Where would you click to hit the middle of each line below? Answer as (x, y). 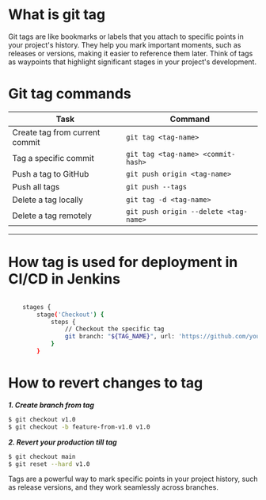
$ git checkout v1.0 (42, 419)
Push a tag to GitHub (51, 174)
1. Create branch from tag (51, 405)
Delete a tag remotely (52, 216)
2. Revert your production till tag (63, 442)
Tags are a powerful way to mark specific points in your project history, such (133, 479)
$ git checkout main (42, 456)
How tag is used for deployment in (123, 262)
